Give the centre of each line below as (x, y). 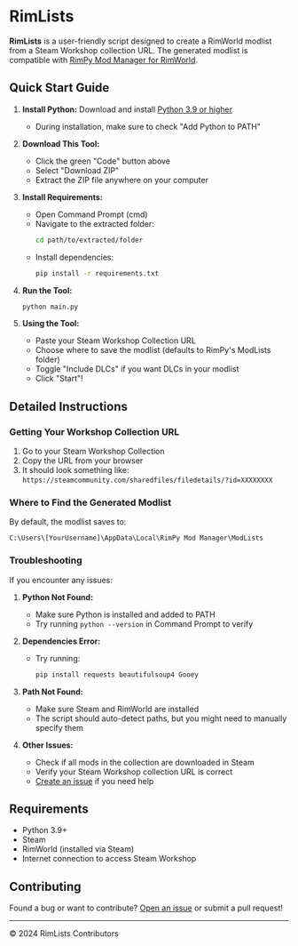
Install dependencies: (74, 257)
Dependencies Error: (61, 641)
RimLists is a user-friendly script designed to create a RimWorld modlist (141, 41)
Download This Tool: (61, 143)
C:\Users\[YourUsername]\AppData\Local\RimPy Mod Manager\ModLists (137, 538)
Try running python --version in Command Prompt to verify (144, 623)
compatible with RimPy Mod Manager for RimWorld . (103, 60)
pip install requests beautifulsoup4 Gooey (117, 674)
